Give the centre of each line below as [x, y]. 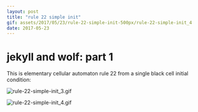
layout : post [23, 11]
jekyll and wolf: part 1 [60, 57]
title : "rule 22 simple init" [44, 17]
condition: [19, 80]
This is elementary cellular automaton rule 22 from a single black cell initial [98, 74]
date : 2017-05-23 [28, 28]
